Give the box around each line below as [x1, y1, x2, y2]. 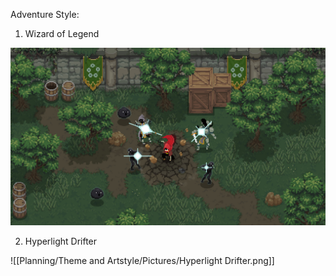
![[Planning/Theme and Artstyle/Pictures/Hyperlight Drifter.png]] [10, 254, 275, 266]
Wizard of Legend [24, 28, 100, 39]
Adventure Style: [10, 9, 80, 20]
